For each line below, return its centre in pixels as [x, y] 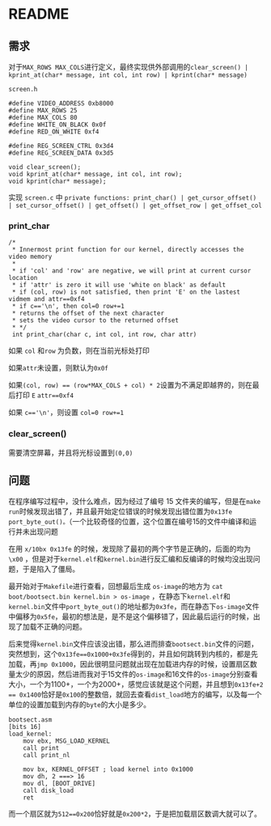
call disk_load [49, 791]
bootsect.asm [30, 720]
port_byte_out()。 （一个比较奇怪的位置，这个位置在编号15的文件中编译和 [129, 522]
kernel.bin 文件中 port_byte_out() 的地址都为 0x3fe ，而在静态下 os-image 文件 [134, 607]
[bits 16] [25, 727]
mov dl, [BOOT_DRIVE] [59, 784]
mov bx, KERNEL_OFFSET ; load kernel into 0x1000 [108, 769]
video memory [30, 257]
